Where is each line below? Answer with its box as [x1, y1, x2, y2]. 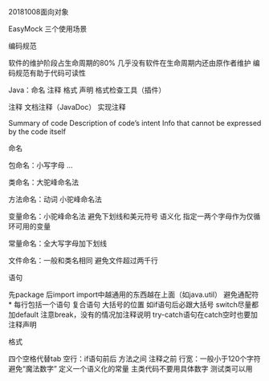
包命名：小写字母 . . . [8, 160, 74, 170]
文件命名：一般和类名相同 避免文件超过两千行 [8, 256, 158, 265]
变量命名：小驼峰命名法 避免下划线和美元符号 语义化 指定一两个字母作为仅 [8, 212, 254, 221]
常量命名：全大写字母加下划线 [8, 239, 107, 248]
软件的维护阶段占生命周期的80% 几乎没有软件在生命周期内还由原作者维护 [8, 59, 251, 67]
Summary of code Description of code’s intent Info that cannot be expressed [8, 119, 262, 128]
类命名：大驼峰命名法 [8, 177, 79, 187]
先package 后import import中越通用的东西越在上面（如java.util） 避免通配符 [8, 290, 259, 299]
